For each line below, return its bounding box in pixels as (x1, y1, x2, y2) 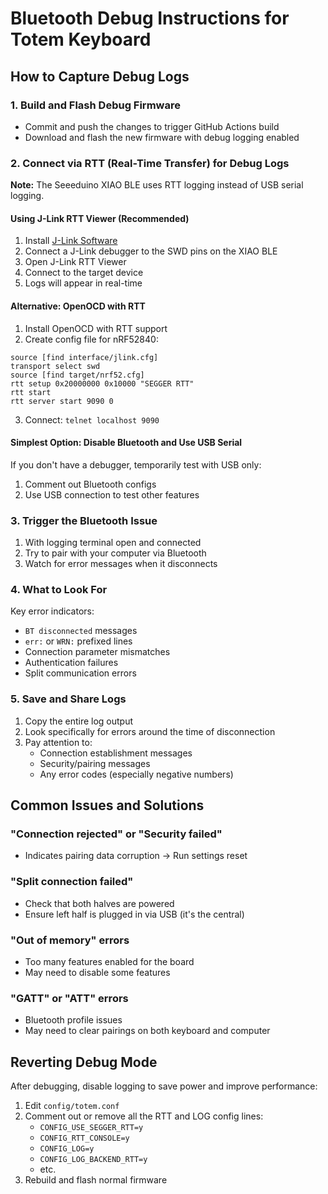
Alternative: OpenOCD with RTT (10, 300, 146, 312)
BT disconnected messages (24, 625, 138, 637)
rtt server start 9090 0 (10, 396, 114, 406)
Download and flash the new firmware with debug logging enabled (24, 131, 300, 143)
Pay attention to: (24, 736, 93, 748)
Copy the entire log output (24, 715, 134, 727)
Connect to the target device (24, 267, 144, 279)
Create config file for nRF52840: (24, 333, 159, 345)
